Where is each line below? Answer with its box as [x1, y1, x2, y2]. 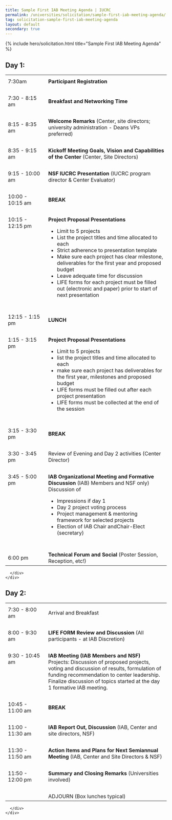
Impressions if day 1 [57, 497, 106, 504]
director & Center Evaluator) [48, 176, 116, 183]
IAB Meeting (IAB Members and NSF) [48, 652, 141, 659]
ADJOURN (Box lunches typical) [48, 792, 126, 800]
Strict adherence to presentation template [57, 247, 157, 254]
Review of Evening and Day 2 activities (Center [48, 450, 161, 457]
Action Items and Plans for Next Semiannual [48, 746, 159, 753]
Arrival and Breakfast [48, 609, 99, 616]
